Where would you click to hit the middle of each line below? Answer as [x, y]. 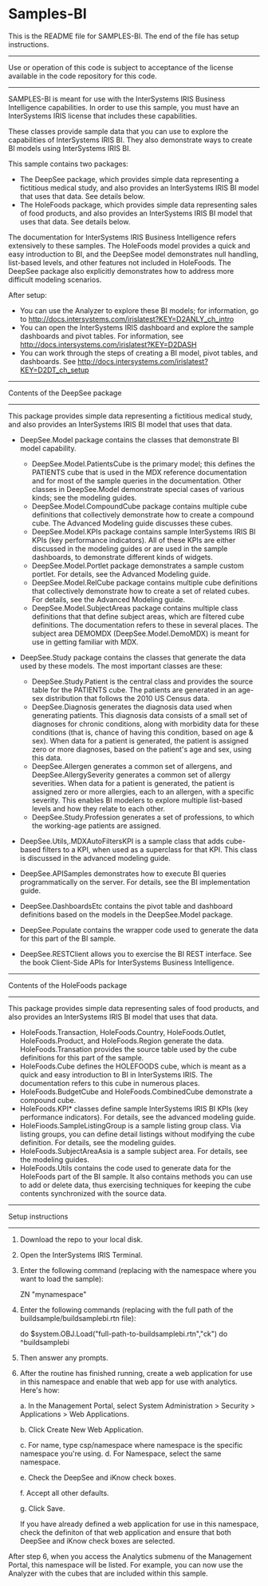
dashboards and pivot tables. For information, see [101, 335]
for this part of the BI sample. [68, 938]
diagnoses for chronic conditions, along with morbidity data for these [145, 724]
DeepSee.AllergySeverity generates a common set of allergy [131, 775]
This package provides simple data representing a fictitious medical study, [130, 415]
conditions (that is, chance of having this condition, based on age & [142, 732]
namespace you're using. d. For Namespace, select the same [120, 1453]
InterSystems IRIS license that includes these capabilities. [103, 116]
